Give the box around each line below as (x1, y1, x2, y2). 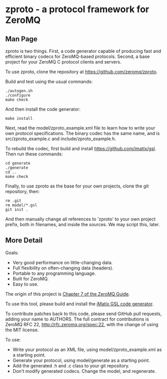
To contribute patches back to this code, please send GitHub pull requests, (5, 310, 162, 317)
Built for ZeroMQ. (12, 275, 49, 281)
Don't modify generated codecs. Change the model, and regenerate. (12, 368, 156, 374)
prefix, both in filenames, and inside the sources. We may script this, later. (5, 222, 160, 227)
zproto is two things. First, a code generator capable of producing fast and (5, 48, 161, 54)
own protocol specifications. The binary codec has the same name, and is (5, 131, 160, 136)
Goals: (5, 249, 19, 256)
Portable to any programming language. (12, 270, 96, 276)
